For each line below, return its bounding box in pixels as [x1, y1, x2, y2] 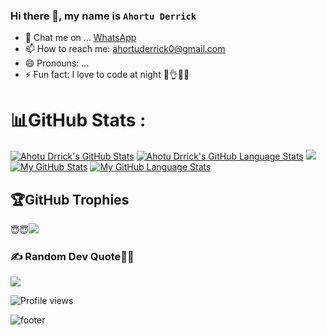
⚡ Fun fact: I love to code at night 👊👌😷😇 [24, 69, 190, 81]
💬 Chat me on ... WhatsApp [24, 32, 137, 44]
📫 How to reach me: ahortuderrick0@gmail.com [24, 43, 226, 55]
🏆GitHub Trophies [10, 191, 130, 208]
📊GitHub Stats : [10, 109, 147, 132]
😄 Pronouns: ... [24, 57, 90, 69]
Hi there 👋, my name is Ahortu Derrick [10, 9, 197, 23]
